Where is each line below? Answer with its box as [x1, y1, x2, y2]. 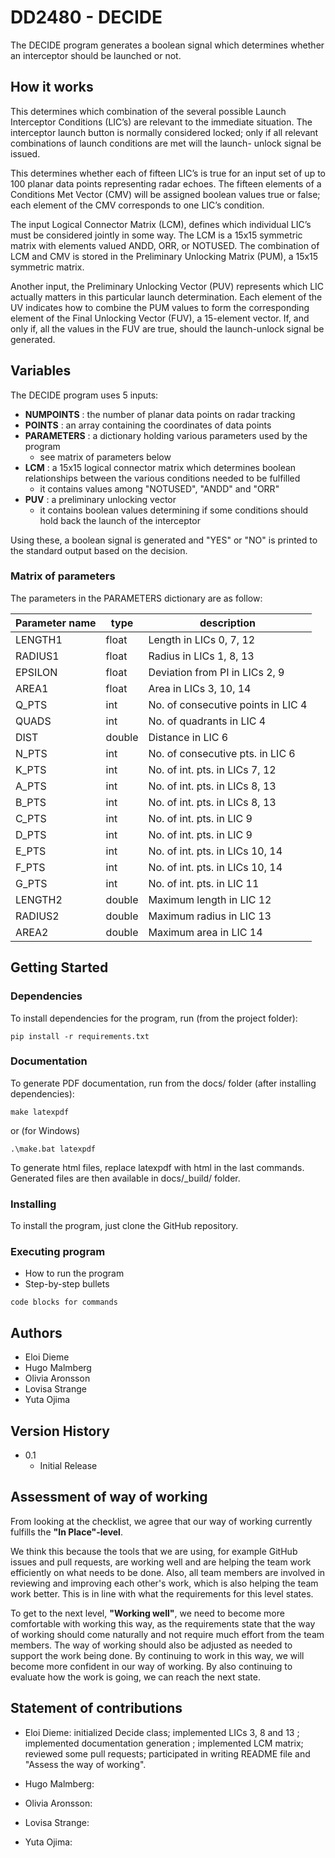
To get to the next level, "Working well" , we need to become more [10, 1607, 285, 1619]
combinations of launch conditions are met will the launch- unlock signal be [10, 137, 322, 149]
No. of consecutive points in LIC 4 [148, 697, 308, 711]
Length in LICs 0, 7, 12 [148, 632, 256, 646]
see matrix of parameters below [39, 451, 172, 463]
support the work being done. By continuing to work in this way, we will [10, 1649, 305, 1661]
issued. [10, 147, 41, 160]
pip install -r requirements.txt [10, 1031, 150, 1041]
